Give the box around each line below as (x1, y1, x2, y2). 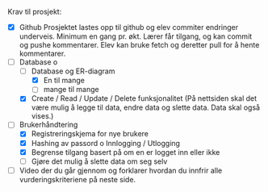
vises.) (31, 111, 54, 121)
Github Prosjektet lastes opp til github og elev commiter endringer (19, 23, 239, 31)
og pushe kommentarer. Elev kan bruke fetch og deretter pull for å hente (19, 40, 260, 50)
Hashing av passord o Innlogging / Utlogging (31, 138, 181, 148)
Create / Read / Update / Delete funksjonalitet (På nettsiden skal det (31, 94, 258, 103)
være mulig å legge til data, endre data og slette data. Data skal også (31, 102, 260, 112)
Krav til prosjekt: (7, 7, 62, 16)
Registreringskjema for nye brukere (31, 129, 149, 139)
